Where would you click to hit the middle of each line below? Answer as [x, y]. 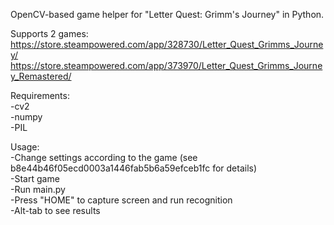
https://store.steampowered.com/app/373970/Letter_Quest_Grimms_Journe [166, 65]
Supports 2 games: [49, 33]
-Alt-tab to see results [55, 210]
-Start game [35, 178]
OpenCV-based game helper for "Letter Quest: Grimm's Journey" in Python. [167, 14]
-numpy [26, 117]
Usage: [25, 147]
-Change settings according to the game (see [104, 157]
